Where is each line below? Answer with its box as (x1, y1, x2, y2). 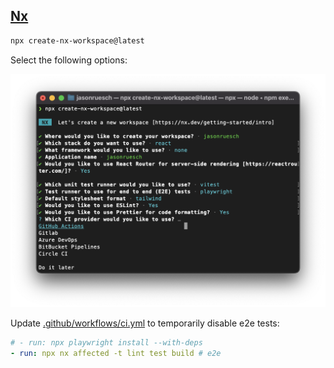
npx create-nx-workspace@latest (10, 35, 145, 46)
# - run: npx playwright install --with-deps (10, 338, 203, 348)
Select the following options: (10, 54, 128, 66)
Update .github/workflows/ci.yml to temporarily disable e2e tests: (10, 317, 280, 329)
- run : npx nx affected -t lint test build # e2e (10, 349, 222, 359)
